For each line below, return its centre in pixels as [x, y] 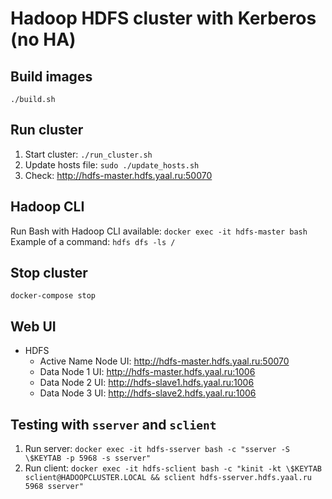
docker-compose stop [53, 296]
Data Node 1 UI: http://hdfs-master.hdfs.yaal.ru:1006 [147, 372]
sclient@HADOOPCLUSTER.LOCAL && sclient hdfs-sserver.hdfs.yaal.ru [168, 478]
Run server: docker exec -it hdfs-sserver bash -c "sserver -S [157, 449]
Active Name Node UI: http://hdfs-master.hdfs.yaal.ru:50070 [164, 361]
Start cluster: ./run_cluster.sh [88, 154]
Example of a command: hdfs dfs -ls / [93, 241]
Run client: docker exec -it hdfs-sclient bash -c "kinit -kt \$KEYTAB [173, 468]
